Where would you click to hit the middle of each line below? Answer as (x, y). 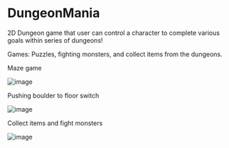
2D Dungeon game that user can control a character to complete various (114, 33)
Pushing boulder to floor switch (53, 95)
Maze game (25, 68)
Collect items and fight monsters (55, 123)
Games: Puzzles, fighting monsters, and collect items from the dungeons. (115, 54)
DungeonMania (54, 13)
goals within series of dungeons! (55, 40)
